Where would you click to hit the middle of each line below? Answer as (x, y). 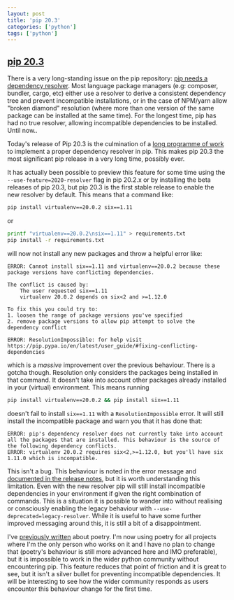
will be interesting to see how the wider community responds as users (108, 581)
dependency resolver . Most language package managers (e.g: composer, (113, 86)
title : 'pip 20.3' (34, 20)
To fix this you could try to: (53, 309)
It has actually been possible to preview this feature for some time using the (116, 173)
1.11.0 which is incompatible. (53, 458)
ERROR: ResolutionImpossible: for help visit (74, 340)
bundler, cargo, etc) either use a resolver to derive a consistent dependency (117, 93)
